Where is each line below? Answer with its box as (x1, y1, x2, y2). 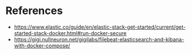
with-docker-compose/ (14, 42, 70, 49)
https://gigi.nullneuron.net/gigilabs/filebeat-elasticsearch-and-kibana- (14, 36, 184, 43)
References (5, 4, 63, 18)
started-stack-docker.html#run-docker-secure (14, 29, 127, 36)
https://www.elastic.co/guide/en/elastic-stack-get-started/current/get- (14, 23, 186, 30)
